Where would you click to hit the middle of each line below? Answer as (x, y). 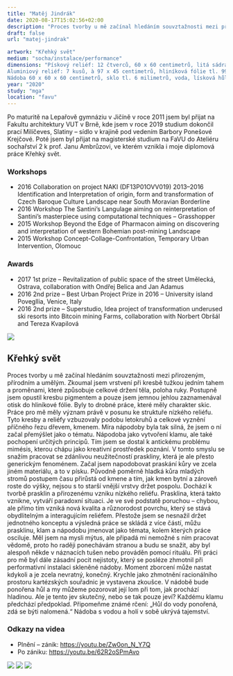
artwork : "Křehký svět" (42, 52)
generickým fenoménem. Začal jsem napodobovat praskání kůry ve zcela (112, 463)
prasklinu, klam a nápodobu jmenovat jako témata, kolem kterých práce (109, 530)
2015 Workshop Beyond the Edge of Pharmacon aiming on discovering (118, 224)
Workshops (27, 172)
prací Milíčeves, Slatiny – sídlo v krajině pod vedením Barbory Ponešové (110, 132)
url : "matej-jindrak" (38, 40)
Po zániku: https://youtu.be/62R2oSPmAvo (78, 652)
